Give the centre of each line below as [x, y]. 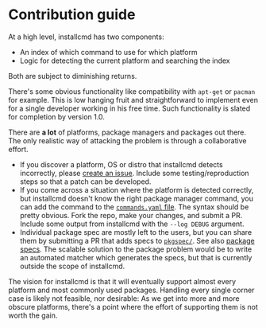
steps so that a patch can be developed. [85, 182]
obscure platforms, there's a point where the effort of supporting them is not [133, 307]
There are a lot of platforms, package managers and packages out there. [127, 132]
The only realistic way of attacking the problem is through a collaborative [127, 140]
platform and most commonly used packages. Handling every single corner [131, 290]
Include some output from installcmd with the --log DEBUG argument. [132, 224]
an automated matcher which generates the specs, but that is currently [136, 257]
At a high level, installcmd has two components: [86, 37]
